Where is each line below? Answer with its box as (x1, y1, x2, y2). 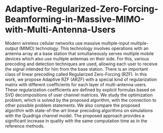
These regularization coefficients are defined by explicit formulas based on (5, 87, 156, 93)
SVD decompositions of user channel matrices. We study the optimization (5, 92, 153, 98)
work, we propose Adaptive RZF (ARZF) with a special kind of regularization (5, 76, 157, 82)
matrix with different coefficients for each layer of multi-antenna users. (5, 81, 147, 87)
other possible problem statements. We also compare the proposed (5, 102, 140, 108)
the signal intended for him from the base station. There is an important (5, 66, 148, 72)
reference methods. (5, 123, 45, 129)
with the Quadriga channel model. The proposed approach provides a (5, 113, 145, 118)
